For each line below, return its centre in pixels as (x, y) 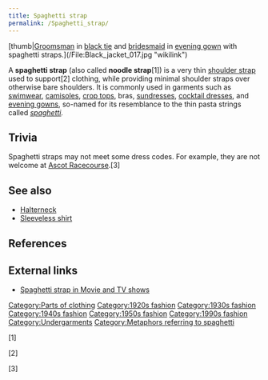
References (38, 244)
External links (43, 270)
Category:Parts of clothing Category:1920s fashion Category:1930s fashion (132, 306)
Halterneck (38, 210)
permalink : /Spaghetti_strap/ (59, 23)
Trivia (23, 137)
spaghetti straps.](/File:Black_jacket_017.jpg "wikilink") (98, 54)
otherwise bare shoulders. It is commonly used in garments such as (120, 87)
